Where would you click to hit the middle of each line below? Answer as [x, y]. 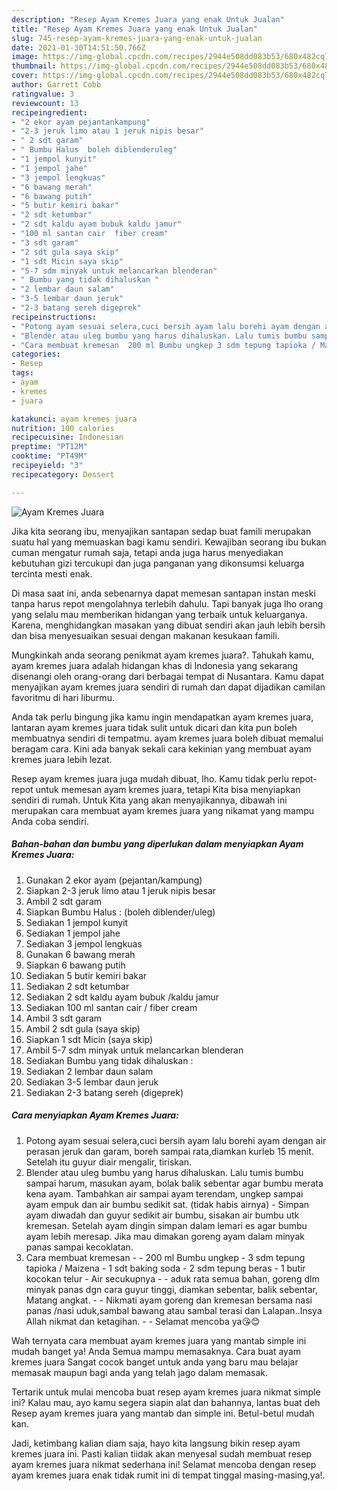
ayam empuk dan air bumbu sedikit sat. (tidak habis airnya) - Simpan [167, 1204]
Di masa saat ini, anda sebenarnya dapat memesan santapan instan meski [163, 593]
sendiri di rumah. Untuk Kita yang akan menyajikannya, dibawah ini [149, 800]
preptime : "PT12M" [49, 447]
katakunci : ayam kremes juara [74, 419]
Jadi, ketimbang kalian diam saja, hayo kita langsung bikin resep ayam [156, 1443]
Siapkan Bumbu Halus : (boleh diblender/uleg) [120, 912]
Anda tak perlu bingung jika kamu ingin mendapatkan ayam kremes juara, [162, 717]
